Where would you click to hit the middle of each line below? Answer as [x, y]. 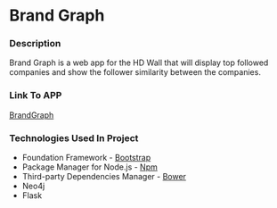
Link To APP [36, 96]
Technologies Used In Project [74, 137]
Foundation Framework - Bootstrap [86, 158]
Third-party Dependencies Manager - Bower [104, 177]
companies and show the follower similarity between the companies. [135, 72]
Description [35, 44]
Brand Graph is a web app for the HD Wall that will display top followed [139, 62]
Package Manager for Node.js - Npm [90, 167]
